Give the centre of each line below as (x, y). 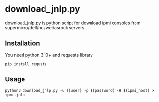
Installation (23, 43)
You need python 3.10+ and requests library (49, 55)
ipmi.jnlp (15, 95)
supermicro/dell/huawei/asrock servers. (45, 27)
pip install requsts (26, 64)
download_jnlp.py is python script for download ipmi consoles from (73, 23)
